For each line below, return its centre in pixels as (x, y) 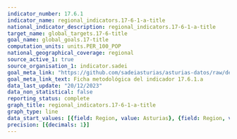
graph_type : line (33, 112)
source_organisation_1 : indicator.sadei (68, 66)
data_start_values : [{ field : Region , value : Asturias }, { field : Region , (116, 118)
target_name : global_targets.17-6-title (68, 33)
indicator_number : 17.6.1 (45, 14)
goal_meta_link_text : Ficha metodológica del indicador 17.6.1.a (105, 79)
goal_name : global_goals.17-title (58, 40)
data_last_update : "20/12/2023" (55, 86)
